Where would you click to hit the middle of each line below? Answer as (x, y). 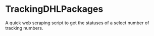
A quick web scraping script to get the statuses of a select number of (77, 23)
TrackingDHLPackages (54, 9)
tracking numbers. (24, 28)
